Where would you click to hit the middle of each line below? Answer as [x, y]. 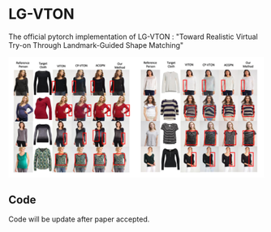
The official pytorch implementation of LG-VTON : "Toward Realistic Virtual [133, 37]
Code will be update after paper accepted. [79, 219]
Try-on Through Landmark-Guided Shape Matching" [96, 45]
